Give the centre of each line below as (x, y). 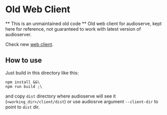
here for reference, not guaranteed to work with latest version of (73, 29)
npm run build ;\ (24, 86)
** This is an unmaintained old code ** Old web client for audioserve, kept (83, 24)
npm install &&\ (23, 82)
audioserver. (18, 34)
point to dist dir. (23, 107)
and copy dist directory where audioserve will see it (61, 96)
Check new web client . (29, 44)
